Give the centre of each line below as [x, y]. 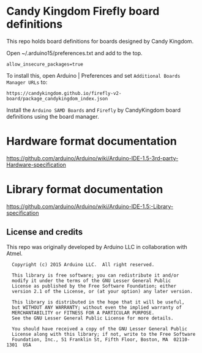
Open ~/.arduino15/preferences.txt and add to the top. [74, 53]
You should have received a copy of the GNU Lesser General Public [100, 329]
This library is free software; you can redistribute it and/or [95, 275]
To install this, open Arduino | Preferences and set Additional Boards [93, 75]
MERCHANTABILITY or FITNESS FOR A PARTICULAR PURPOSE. [83, 313]
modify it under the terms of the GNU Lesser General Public [92, 281]
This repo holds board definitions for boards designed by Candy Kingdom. [100, 41]
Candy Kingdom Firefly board [83, 11]
